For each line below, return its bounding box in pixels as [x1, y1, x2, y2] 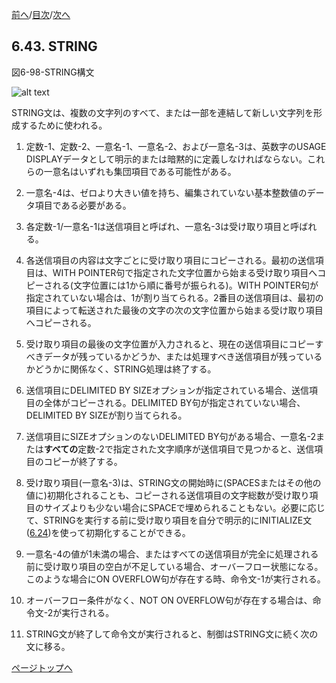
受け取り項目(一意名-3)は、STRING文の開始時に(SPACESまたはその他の [25, 476, 322, 488]
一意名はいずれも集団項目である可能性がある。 [43, 165, 237, 177]
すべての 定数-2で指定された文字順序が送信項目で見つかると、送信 [43, 443, 315, 455]
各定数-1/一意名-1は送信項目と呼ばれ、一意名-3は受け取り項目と [25, 220, 291, 232]
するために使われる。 [19, 119, 108, 131]
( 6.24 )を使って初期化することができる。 [25, 526, 191, 538]
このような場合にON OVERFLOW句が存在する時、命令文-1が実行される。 [25, 573, 326, 585]
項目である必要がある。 [34, 199, 132, 211]
